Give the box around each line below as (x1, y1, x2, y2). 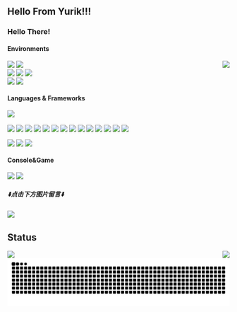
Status (7, 231, 37, 243)
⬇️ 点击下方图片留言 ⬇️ (7, 190, 65, 198)
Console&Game (7, 156, 54, 165)
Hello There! (7, 27, 51, 37)
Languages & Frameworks (7, 94, 86, 103)
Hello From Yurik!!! (7, 6, 92, 18)
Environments (7, 44, 49, 52)
